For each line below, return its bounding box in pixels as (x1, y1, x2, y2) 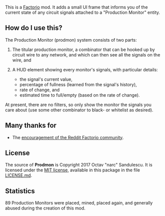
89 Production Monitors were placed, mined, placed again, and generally (5, 200, 153, 206)
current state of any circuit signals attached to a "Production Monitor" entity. (5, 9, 160, 15)
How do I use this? (5, 24, 63, 32)
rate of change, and (19, 87, 60, 93)
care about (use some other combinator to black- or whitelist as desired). (5, 107, 154, 113)
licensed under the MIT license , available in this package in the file (5, 167, 140, 173)
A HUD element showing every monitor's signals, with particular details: (12, 66, 158, 72)
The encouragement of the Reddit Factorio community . (12, 134, 124, 140)
